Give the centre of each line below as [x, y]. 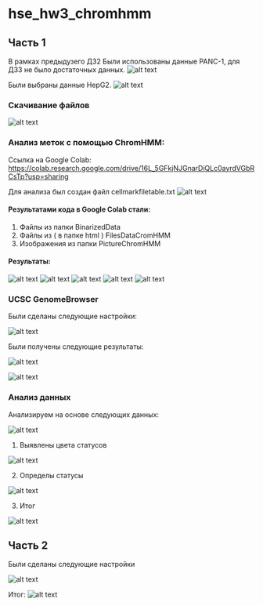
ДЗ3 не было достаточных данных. [67, 70]
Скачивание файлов [49, 105]
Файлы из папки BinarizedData [70, 227]
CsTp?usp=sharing [38, 176]
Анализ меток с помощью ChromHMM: [86, 143]
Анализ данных [40, 397]
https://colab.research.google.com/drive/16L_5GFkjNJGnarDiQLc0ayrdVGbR [131, 168]
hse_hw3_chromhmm [80, 14]
